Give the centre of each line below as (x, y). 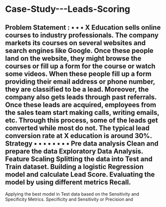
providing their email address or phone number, (80, 81)
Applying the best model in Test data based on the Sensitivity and (72, 194)
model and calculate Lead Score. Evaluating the (80, 174)
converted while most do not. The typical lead (77, 128)
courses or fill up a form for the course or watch (80, 66)
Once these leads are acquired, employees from (81, 105)
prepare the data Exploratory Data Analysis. (74, 151)
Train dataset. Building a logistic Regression (74, 167)
